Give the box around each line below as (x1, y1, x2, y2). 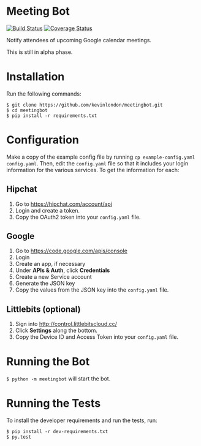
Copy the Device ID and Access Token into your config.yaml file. (15, 333, 179, 341)
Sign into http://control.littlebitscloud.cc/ (15, 320, 118, 328)
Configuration (6, 133, 80, 147)
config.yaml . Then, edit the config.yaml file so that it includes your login (6, 159, 189, 167)
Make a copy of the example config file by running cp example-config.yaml (6, 153, 195, 161)
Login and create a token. (15, 206, 80, 214)
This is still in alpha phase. (6, 48, 73, 56)
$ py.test (6, 434, 32, 440)
